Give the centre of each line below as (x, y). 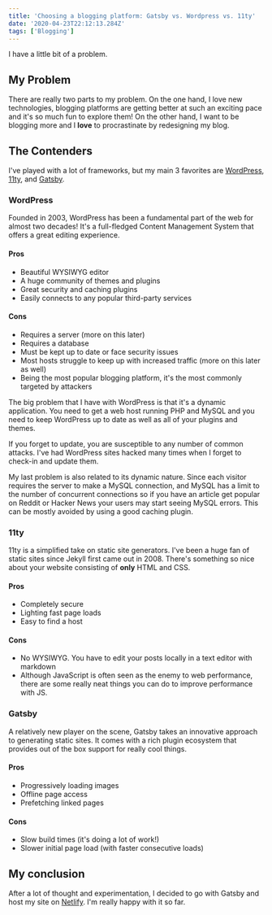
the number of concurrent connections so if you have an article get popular (134, 494)
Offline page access (54, 794)
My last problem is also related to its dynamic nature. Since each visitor (127, 477)
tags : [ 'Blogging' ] (41, 31)
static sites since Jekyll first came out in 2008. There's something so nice (132, 559)
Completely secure (52, 604)
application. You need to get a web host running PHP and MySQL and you (132, 411)
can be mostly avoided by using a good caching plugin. (101, 511)
